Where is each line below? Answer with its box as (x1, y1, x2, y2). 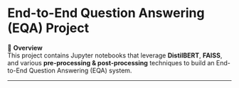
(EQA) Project (7, 20, 90, 36)
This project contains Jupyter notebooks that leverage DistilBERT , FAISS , (7, 51, 223, 60)
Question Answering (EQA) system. (28, 66, 132, 75)
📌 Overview (7, 43, 43, 52)
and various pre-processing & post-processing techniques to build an (7, 58, 215, 67)
